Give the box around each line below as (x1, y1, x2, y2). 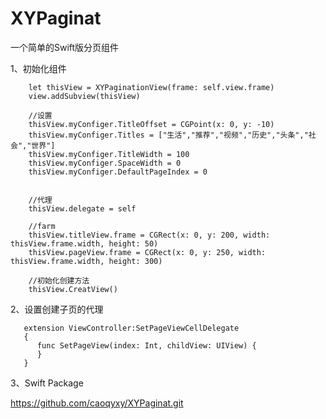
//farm (28, 221, 56, 231)
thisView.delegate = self (28, 203, 137, 214)
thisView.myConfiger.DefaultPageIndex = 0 (28, 167, 208, 177)
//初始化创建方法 (28, 275, 90, 286)
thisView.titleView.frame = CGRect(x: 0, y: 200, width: (28, 230, 271, 240)
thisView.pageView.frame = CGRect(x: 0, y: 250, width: (28, 247, 267, 257)
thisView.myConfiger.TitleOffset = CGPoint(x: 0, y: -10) (28, 119, 275, 129)
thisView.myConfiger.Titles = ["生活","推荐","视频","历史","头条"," (28, 130, 309, 140)
